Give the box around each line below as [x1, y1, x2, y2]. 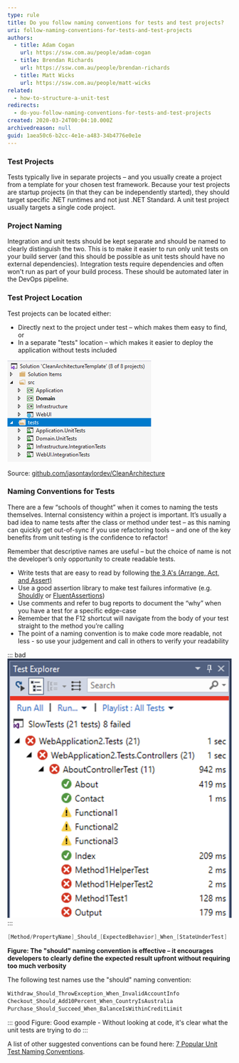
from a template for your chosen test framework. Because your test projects [7, 180, 230, 188]
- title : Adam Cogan [14, 41, 75, 49]
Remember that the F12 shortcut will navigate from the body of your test [17, 614, 229, 623]
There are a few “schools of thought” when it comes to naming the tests [7, 503, 218, 511]
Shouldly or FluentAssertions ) [17, 591, 105, 600]
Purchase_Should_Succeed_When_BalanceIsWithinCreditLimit [7, 1005, 183, 1012]
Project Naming [7, 221, 63, 231]
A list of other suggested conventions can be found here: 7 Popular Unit [7, 1039, 218, 1048]
